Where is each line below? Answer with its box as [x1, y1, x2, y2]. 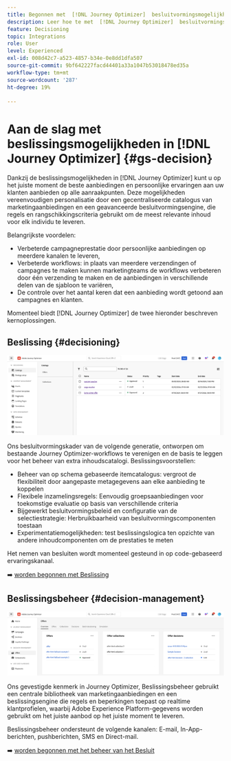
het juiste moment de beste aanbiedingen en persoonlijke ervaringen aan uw [7, 181, 224, 190]
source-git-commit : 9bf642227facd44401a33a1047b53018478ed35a [7, 62, 189, 69]
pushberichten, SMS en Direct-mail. [37, 733, 139, 741]
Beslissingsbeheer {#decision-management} [7, 593, 205, 605]
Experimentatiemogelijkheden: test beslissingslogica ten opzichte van [16, 528, 215, 537]
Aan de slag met [7, 121, 102, 137]
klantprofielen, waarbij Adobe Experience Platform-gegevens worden [7, 704, 203, 713]
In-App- [180, 725, 203, 733]
